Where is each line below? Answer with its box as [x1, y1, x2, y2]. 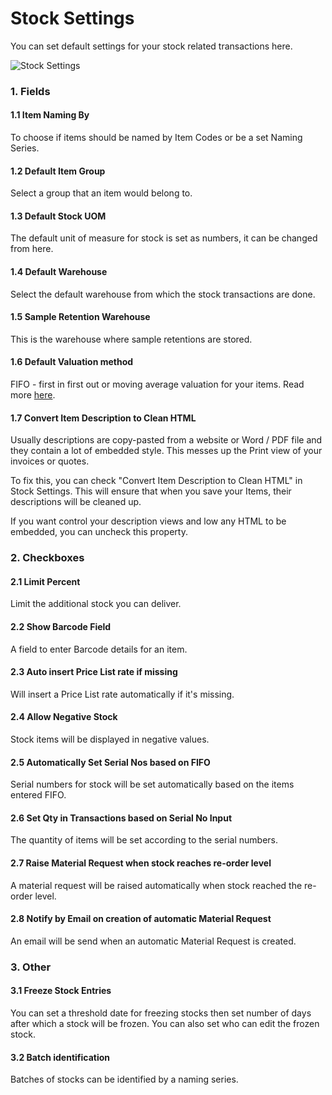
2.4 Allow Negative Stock [10, 711, 118, 723]
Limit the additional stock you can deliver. [10, 598, 182, 610]
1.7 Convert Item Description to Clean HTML [10, 412, 197, 424]
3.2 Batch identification [10, 1051, 111, 1063]
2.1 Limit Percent [10, 575, 81, 587]
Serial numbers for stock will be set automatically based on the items [10, 778, 295, 791]
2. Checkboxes [10, 551, 85, 565]
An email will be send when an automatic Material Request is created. [10, 935, 297, 947]
